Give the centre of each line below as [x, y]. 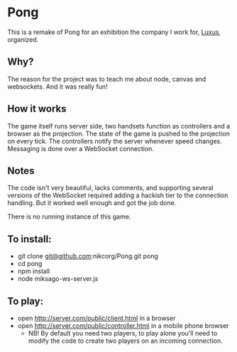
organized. [23, 39]
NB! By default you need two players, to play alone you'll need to [123, 333]
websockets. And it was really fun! [57, 87]
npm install [34, 271]
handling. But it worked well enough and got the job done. [92, 203]
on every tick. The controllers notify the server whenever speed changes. [115, 141]
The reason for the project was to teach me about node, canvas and [107, 79]
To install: [29, 239]
